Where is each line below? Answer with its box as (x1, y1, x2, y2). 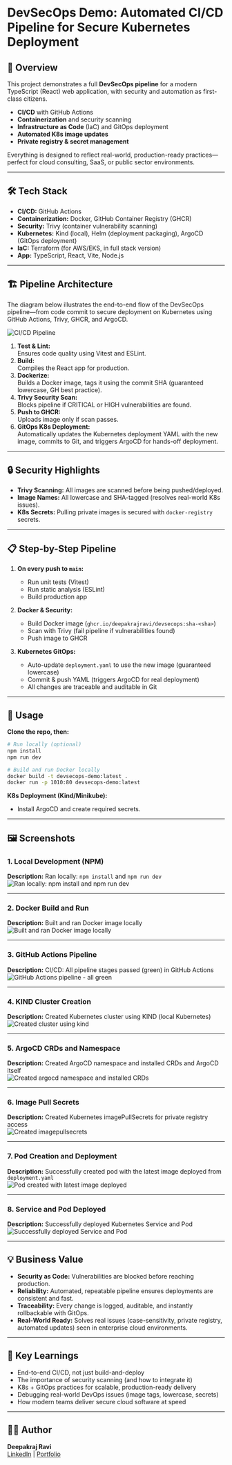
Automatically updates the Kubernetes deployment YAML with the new (17, 429, 219, 438)
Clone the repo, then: (7, 728, 69, 736)
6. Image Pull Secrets (7, 1098, 79, 1107)
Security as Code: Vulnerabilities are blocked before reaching (17, 1272, 195, 1280)
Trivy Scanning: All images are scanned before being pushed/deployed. (17, 486, 224, 494)
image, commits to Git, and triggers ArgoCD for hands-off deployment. (17, 437, 219, 445)
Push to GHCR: (17, 407, 61, 416)
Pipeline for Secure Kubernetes (7, 19, 191, 35)
